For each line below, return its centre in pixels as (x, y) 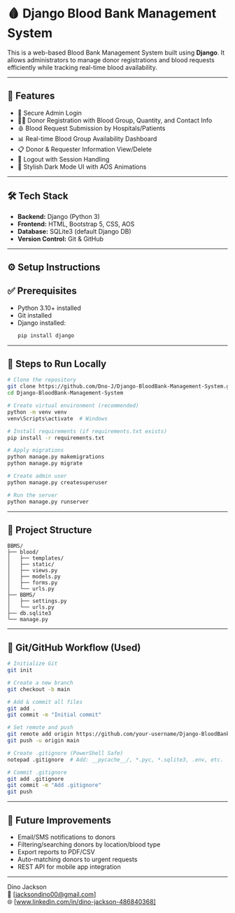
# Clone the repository (42, 380)
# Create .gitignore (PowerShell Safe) (65, 753)
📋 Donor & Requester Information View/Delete (85, 149)
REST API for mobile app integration (69, 867)
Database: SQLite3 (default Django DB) (74, 231)
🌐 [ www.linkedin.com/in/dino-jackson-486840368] (81, 902)
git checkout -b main (39, 689)
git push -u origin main (43, 741)
